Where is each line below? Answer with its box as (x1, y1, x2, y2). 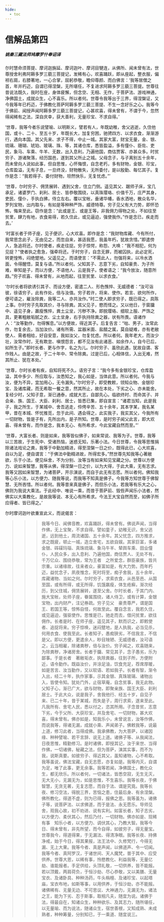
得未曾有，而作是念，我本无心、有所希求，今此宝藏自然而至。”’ (13, 422, 139, 428)
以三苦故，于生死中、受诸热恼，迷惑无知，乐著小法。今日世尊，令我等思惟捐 (5, 438, 159, 445)
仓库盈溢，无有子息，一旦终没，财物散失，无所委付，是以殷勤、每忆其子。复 (5, 167, 159, 172)
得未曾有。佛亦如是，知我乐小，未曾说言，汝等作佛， (50, 716, 157, 722)
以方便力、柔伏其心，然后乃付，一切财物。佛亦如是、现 (41, 814, 153, 819)
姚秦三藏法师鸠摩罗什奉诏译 (5, 52, 61, 58)
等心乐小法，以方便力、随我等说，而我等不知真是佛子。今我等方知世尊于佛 (5, 475, 155, 481)
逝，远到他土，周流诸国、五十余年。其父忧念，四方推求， (41, 533, 157, 538)
